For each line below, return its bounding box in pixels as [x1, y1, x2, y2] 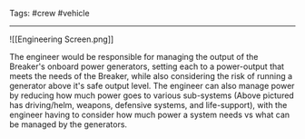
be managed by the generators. [9, 119, 128, 130]
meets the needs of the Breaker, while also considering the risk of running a [9, 71, 293, 81]
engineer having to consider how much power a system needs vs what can [9, 109, 290, 120]
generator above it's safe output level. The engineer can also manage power [9, 81, 295, 91]
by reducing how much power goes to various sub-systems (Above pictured [9, 90, 295, 101]
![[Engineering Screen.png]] [9, 34, 114, 45]
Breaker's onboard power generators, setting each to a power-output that [9, 61, 284, 72]
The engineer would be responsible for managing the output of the [9, 52, 259, 62]
